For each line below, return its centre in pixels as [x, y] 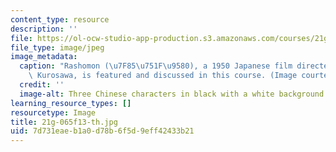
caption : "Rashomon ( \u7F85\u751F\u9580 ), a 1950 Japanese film [156, 66]
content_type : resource [60, 19]
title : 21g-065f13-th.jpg [64, 122]
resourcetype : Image [53, 112]
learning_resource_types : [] [71, 103]
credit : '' [42, 85]
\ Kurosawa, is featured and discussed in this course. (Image [163, 76]
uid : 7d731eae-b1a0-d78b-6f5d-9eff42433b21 [102, 131]
